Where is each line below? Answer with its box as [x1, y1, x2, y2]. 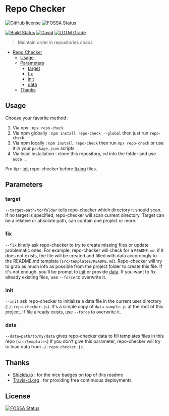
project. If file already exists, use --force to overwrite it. [5, 309, 121, 315]
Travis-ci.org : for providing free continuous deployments [12, 377, 132, 383]
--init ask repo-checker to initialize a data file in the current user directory [5, 298, 162, 304]
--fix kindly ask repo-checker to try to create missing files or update [5, 242, 149, 248]
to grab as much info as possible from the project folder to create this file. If [5, 263, 162, 269]
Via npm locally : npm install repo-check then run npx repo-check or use [12, 140, 164, 146]
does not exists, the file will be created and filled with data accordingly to [5, 252, 157, 258]
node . [12, 157, 27, 162]
